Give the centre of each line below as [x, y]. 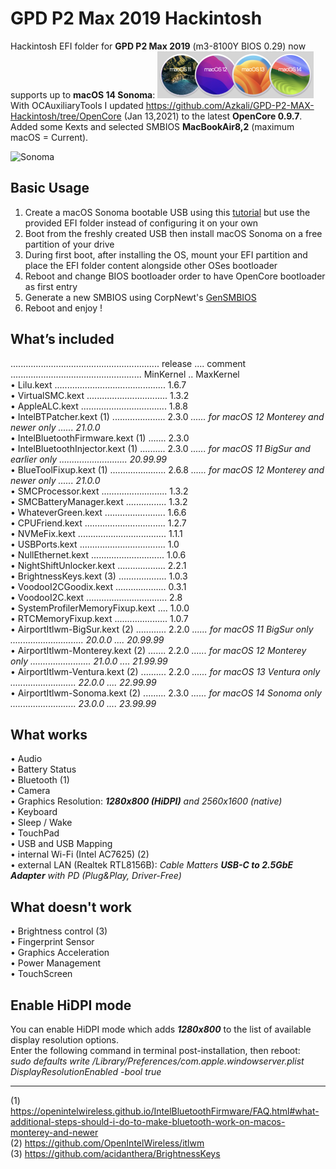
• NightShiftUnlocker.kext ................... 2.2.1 [98, 565]
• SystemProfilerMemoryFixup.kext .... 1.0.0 [100, 608]
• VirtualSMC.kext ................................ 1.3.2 [100, 395]
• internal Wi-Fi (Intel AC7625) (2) [80, 854]
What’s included [62, 339]
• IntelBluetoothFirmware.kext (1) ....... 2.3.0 [100, 438]
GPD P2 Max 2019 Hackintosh [136, 18]
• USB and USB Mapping [61, 844]
